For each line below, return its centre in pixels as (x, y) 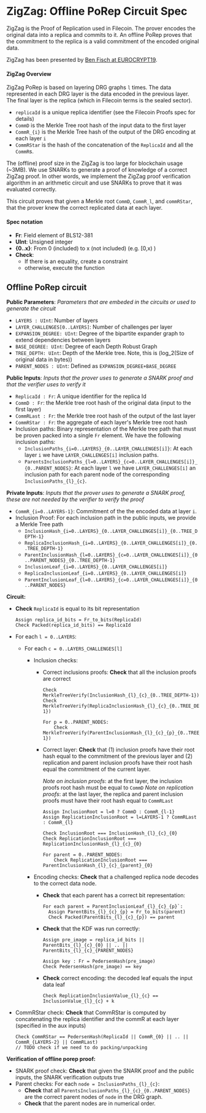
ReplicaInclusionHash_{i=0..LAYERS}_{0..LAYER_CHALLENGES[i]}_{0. (111, 543)
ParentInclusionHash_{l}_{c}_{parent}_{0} (98, 866)
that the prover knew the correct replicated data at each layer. (85, 208)
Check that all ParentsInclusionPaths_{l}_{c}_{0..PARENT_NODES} (107, 1090)
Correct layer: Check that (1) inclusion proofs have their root (119, 750)
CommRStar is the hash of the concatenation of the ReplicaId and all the (104, 145)
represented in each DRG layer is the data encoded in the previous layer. (98, 94)
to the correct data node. (65, 884)
